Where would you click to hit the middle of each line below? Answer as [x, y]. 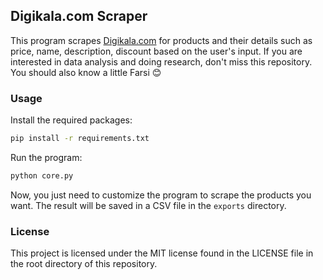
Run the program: [46, 157]
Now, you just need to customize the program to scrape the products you [161, 195]
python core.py [42, 175]
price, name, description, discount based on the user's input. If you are [156, 51]
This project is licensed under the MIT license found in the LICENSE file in [162, 253]
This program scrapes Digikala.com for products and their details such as [161, 40]
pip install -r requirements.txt [80, 139]
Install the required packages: [71, 120]
